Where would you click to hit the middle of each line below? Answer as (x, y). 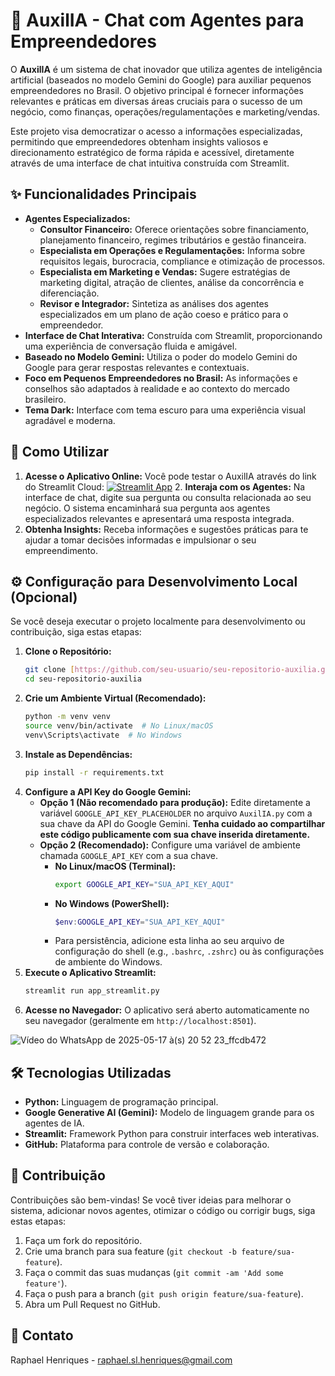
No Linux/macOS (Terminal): (115, 866)
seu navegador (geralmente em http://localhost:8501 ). (140, 1021)
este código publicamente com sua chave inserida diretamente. (175, 834)
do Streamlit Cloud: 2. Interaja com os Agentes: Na (165, 486)
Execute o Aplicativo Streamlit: (90, 973)
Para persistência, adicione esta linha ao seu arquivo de (169, 941)
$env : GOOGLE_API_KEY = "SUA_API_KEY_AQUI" (140, 922)
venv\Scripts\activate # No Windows (103, 735)
